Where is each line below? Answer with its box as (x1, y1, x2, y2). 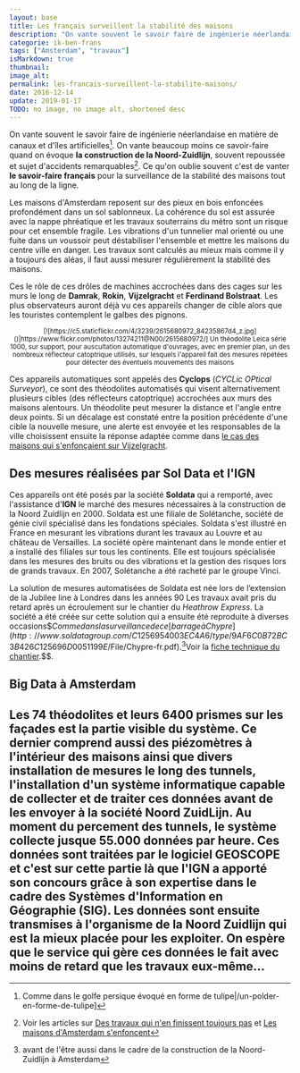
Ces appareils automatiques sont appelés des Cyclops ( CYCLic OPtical (9, 373, 272, 384)
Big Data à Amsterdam (9, 677, 137, 692)
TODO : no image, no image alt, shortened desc (9, 105, 186, 114)
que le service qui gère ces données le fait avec (9, 944, 279, 959)
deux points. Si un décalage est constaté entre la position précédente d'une (9, 411, 288, 422)
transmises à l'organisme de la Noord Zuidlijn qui (9, 917, 287, 932)
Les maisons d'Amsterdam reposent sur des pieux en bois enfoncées (9, 197, 263, 207)
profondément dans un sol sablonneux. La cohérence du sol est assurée (9, 207, 275, 217)
